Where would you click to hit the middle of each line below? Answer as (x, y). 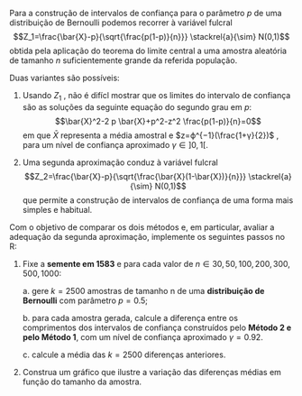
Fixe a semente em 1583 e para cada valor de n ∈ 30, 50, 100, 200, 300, (156, 263)
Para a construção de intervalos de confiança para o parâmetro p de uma (146, 13)
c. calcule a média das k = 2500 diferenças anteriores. (124, 355)
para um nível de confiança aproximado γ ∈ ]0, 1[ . (115, 144)
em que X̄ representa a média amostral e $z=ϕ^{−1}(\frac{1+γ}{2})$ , (151, 135)
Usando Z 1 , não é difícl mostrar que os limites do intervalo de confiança (156, 97)
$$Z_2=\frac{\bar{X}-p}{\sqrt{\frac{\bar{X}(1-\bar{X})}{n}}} (135, 176)
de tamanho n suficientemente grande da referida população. (124, 60)
